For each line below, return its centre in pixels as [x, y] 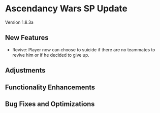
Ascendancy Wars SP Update [66, 9]
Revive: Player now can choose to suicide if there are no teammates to [83, 49]
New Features [27, 38]
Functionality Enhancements [50, 87]
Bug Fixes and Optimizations [50, 104]
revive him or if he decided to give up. [51, 55]
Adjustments [25, 70]
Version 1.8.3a [19, 22]
